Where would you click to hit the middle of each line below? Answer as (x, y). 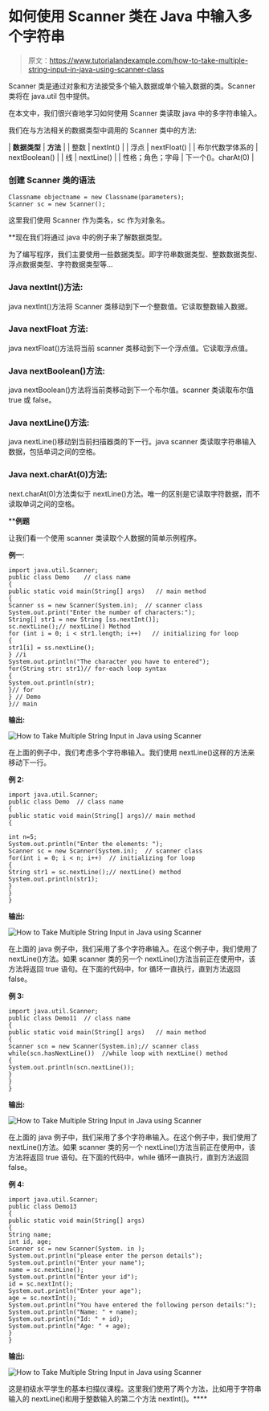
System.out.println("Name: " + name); (73, 1312)
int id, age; (30, 1241)
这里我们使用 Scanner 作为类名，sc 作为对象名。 (89, 220)
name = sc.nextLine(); (46, 1270)
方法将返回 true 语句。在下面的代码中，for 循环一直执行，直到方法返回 (124, 968)
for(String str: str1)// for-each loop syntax (88, 669)
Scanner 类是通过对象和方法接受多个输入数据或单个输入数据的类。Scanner (132, 86)
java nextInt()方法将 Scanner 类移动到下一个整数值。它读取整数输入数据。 (130, 306)
